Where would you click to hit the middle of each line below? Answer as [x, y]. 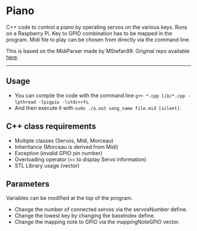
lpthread [25, 102]
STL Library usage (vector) [47, 165]
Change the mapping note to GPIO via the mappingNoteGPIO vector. [97, 222]
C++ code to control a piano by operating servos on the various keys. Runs [97, 27]
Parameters [28, 184]
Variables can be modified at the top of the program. [69, 198]
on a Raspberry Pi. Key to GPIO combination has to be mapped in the [89, 33]
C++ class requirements [51, 127]
